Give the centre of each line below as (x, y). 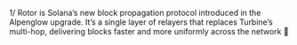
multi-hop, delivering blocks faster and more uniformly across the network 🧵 (149, 31)
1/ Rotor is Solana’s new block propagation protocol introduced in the (135, 13)
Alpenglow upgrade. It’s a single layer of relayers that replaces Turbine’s (141, 22)
